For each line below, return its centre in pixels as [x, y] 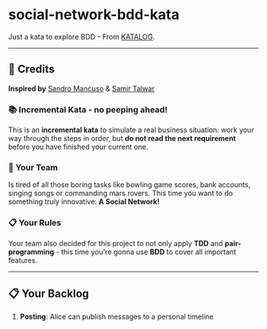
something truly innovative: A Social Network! [84, 202]
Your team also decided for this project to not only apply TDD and [116, 243]
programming [31, 252]
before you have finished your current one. [78, 147]
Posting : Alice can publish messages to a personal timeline [116, 317]
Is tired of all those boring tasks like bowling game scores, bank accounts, [130, 185]
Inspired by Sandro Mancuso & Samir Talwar [81, 88]
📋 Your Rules [35, 223]
